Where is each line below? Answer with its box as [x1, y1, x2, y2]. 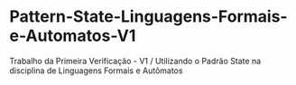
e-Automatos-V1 [9, 25, 136, 46]
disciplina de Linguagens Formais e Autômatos [9, 65, 183, 76]
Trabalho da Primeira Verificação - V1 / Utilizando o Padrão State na [9, 55, 262, 66]
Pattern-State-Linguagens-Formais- [9, 6, 288, 27]
